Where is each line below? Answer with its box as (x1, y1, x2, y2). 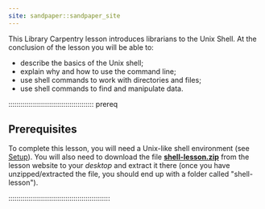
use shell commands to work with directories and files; (19, 75, 201, 84)
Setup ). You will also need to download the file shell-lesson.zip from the (8, 152, 250, 162)
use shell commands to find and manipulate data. (19, 84, 184, 93)
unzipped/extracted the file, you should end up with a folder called (8, 170, 230, 179)
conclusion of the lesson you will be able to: (8, 42, 155, 52)
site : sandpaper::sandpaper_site (8, 11, 121, 20)
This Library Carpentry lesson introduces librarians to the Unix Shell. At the (8, 34, 257, 43)
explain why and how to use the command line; (19, 66, 177, 76)
